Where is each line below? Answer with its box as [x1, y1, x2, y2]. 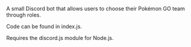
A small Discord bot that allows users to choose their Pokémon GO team [6, 5, 185, 12]
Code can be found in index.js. [6, 23, 83, 30]
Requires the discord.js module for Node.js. [6, 35, 114, 41]
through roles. [6, 11, 41, 18]
